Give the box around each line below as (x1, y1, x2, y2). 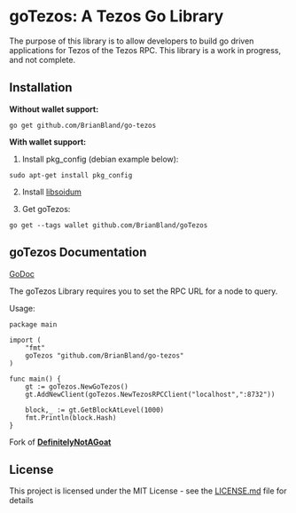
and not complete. (9, 54, 76, 65)
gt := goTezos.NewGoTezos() (25, 382, 129, 391)
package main (9, 320, 58, 329)
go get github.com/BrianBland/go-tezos (9, 121, 157, 130)
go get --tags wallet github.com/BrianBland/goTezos (9, 220, 208, 230)
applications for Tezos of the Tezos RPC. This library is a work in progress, (9, 44, 282, 55)
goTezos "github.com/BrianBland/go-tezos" (25, 351, 184, 360)
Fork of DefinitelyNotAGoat (9, 437, 112, 447)
